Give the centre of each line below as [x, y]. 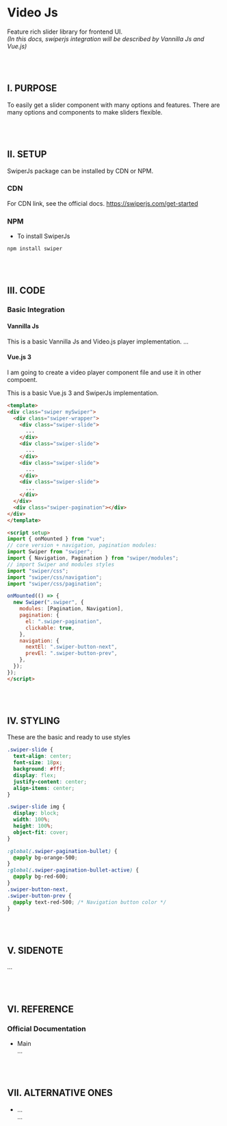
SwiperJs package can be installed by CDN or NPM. [80, 171]
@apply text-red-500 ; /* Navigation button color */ [90, 902]
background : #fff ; [40, 769]
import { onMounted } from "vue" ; [56, 539]
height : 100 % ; [33, 826]
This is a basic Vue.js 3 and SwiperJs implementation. [83, 393]
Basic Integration [36, 310]
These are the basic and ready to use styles [69, 737]
